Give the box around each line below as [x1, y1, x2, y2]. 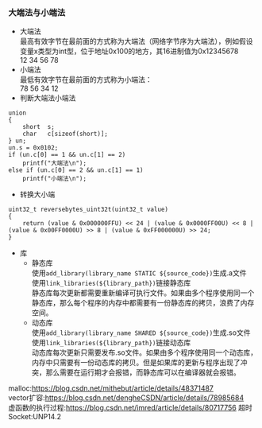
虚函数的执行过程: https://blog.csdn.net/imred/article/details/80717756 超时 [8, 403, 252, 413]
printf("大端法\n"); [22, 159, 87, 168]
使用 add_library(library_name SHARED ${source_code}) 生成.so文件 [31, 328, 251, 337]
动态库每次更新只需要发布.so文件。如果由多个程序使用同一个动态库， [31, 348, 258, 357]
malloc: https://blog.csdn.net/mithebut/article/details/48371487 [8, 383, 214, 393]
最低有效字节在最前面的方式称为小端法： [19, 75, 152, 84]
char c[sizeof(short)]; [22, 130, 109, 138]
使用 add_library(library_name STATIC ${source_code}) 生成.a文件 [31, 268, 247, 278]
